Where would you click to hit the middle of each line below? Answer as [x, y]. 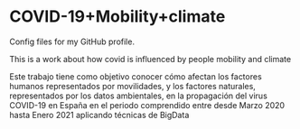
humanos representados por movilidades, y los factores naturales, [132, 86]
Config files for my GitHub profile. [72, 41]
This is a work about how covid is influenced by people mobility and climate [150, 59]
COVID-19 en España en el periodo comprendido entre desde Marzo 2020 [147, 105]
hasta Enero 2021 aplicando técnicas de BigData [99, 115]
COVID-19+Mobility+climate [117, 17]
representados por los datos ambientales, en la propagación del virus [139, 96]
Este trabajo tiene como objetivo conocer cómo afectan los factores [136, 76]
